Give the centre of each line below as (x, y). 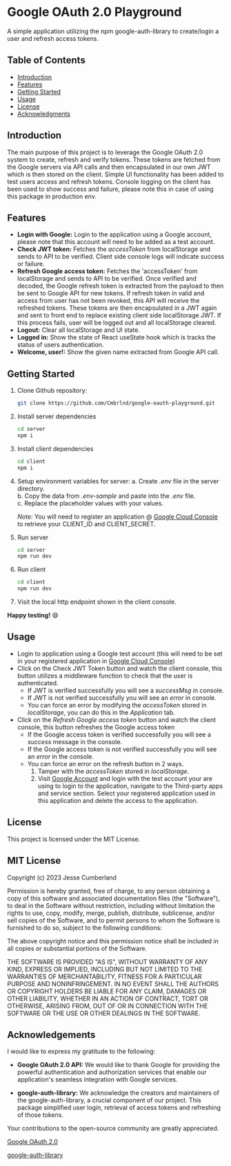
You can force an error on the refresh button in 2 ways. (106, 764)
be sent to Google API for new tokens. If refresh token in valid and (111, 293)
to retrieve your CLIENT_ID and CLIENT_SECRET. (86, 524)
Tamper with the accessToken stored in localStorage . (113, 771)
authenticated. (38, 683)
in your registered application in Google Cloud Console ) (96, 660)
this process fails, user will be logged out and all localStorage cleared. (117, 323)
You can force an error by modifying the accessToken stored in (117, 705)
